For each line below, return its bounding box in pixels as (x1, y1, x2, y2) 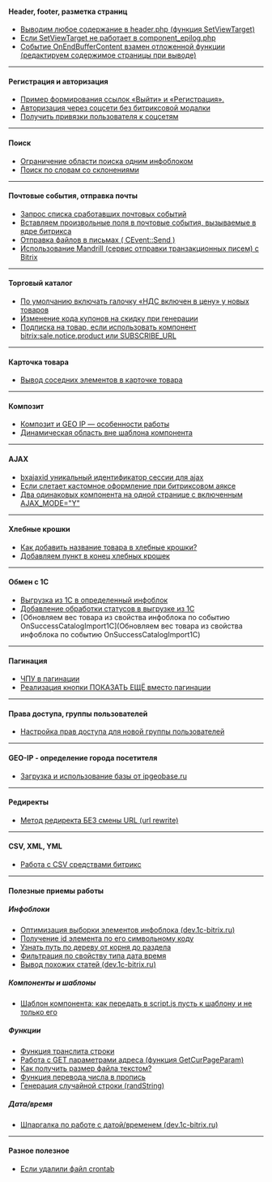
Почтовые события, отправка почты (8, 191, 138, 201)
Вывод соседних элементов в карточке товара (19, 375, 184, 385)
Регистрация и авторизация (8, 76, 108, 86)
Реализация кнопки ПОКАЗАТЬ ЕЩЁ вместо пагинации (19, 683, 211, 692)
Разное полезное (8, 1145, 70, 1156)
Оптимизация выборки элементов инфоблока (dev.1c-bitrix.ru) (19, 925, 236, 934)
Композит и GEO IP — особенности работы (19, 419, 170, 429)
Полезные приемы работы (8, 886, 104, 895)
